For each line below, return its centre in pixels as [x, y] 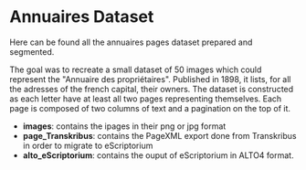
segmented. [32, 51]
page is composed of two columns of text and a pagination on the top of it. [150, 108]
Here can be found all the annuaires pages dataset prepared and [131, 42]
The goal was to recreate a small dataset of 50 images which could [136, 69]
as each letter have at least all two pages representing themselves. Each [146, 99]
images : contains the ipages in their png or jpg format [124, 126]
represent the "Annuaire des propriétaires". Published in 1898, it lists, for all [150, 79]
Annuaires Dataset [82, 17]
